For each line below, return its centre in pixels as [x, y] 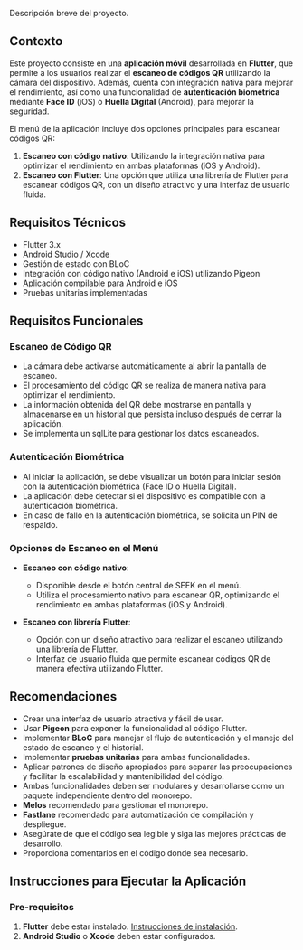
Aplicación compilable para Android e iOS [100, 283]
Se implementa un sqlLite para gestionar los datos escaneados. [141, 434]
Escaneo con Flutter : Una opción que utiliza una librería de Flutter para [155, 174]
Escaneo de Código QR [61, 346]
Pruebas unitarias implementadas [85, 292]
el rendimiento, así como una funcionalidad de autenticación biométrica [145, 92]
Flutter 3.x [42, 244]
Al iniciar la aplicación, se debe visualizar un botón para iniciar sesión [152, 476]
